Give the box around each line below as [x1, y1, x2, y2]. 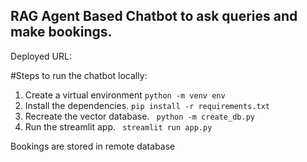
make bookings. [10, 24, 113, 41]
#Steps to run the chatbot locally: [10, 69, 148, 81]
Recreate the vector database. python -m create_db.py [24, 110, 255, 122]
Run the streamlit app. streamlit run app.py [24, 120, 213, 133]
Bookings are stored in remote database [10, 140, 176, 152]
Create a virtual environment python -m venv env [24, 89, 226, 101]
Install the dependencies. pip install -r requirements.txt [24, 99, 270, 111]
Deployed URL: [10, 50, 72, 62]
